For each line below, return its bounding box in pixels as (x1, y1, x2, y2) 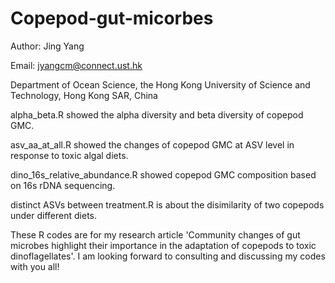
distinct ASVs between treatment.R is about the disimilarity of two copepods (10, 198, 325, 211)
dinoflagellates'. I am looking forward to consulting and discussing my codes (10, 250, 326, 262)
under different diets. (10, 209, 98, 221)
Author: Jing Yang (10, 40, 85, 52)
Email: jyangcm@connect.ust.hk (10, 59, 143, 71)
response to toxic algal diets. (10, 149, 129, 161)
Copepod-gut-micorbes (10, 7, 214, 30)
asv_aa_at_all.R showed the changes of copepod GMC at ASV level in (10, 138, 295, 151)
